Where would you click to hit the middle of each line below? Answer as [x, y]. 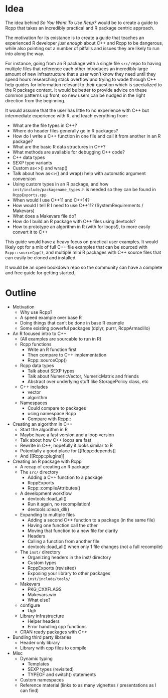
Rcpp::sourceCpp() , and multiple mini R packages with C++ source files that [83, 252]
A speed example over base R [51, 317]
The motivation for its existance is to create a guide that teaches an [75, 38]
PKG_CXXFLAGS [44, 589]
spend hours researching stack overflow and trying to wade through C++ [81, 79]
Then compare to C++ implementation [67, 355]
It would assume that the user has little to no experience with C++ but [77, 110]
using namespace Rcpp [52, 413]
